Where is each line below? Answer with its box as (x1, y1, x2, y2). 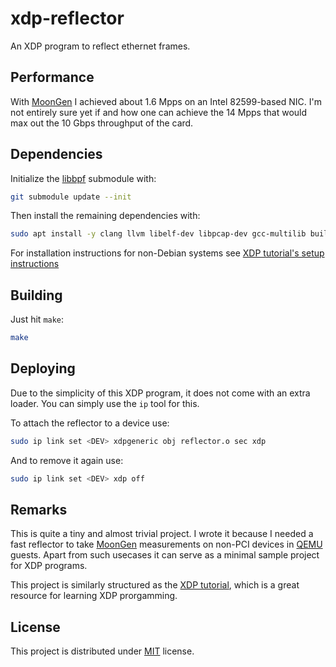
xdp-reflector (10, 7, 125, 30)
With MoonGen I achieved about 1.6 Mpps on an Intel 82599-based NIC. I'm (10, 95, 322, 107)
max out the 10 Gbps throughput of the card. (10, 117, 194, 129)
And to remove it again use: (10, 454, 124, 466)
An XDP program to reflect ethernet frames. (10, 40, 191, 52)
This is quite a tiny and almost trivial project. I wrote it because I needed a (10, 528, 314, 540)
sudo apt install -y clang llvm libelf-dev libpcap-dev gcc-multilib (10, 229, 307, 239)
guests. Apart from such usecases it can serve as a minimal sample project (10, 549, 320, 561)
